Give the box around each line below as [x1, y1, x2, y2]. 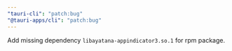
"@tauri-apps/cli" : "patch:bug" [7, 17, 102, 24]
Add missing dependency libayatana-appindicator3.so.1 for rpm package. [7, 36, 226, 44]
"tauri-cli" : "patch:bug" [7, 10, 83, 17]
